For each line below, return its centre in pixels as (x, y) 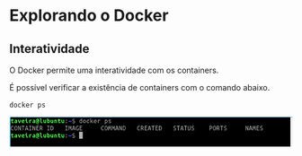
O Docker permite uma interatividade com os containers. (114, 70)
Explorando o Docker (89, 16)
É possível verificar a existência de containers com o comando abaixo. (140, 87)
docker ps (28, 105)
